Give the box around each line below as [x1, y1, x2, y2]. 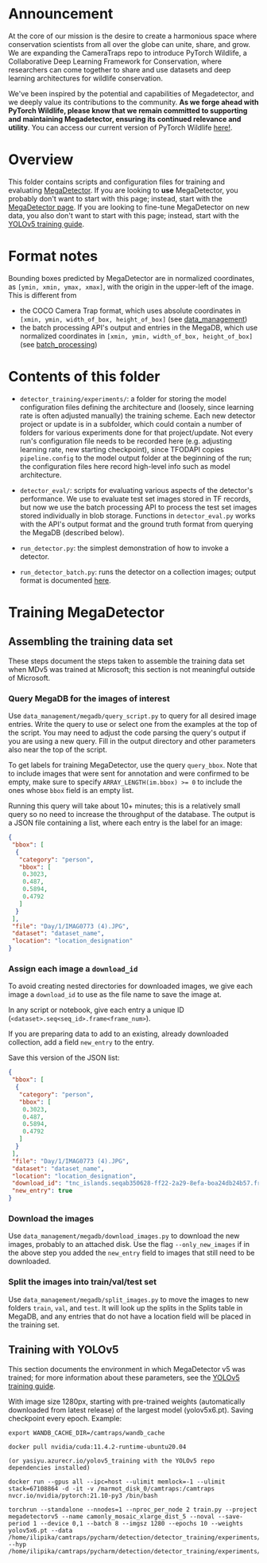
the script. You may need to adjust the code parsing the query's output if [8, 728, 246, 737]
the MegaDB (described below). [19, 527, 125, 537]
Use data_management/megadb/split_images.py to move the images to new [8, 1295, 249, 1304]
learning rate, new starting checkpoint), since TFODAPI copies [19, 444, 225, 454]
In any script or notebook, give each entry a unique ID [8, 1005, 184, 1015]
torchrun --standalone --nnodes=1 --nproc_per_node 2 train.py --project [8, 1506, 258, 1514]
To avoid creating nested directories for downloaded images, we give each [8, 981, 253, 991]
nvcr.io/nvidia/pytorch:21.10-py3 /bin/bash [8, 1491, 158, 1499]
